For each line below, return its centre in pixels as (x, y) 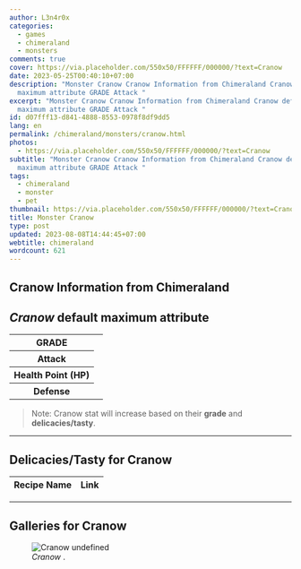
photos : (24, 142)
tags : (19, 176)
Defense (52, 392)
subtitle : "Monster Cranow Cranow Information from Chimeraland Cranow (146, 159)
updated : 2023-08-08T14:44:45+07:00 (77, 234)
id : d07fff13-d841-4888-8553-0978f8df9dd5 (90, 117)
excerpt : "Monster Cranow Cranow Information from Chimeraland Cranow (144, 101)
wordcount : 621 (38, 251)
